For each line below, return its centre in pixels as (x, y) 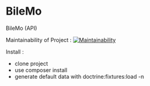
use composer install (41, 70)
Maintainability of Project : (39, 40)
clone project (31, 63)
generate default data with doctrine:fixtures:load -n (79, 76)
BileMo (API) (21, 28)
